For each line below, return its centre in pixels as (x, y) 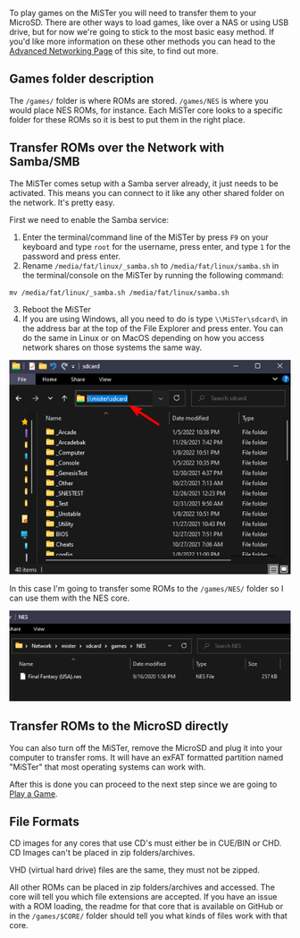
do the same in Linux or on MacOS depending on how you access (143, 337)
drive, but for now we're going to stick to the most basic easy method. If (142, 32)
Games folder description (82, 79)
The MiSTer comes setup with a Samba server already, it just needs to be (144, 183)
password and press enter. (71, 256)
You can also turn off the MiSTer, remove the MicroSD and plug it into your (146, 747)
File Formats (45, 822)
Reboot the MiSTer (56, 309)
